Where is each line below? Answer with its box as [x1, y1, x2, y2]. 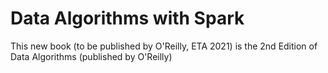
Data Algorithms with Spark [10, 7, 245, 30]
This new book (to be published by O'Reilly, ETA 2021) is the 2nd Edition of [10, 40, 318, 52]
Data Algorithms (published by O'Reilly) [10, 50, 173, 62]
